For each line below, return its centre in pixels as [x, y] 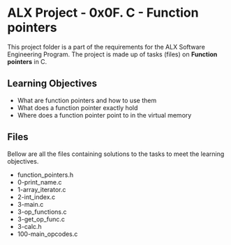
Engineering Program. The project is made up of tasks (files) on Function [112, 54]
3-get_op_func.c [41, 219]
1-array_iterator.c [42, 189]
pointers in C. [27, 61]
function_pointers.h [45, 175]
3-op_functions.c [42, 212]
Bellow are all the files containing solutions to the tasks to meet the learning [116, 154]
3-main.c [30, 204]
